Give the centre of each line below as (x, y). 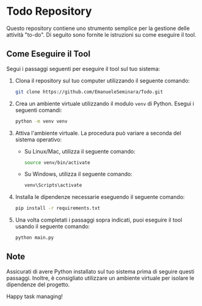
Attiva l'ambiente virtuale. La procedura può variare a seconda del (98, 133)
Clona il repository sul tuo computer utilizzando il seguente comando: (103, 80)
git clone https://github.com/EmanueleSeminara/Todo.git (89, 92)
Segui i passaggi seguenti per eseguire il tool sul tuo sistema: (83, 69)
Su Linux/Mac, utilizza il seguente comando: (80, 151)
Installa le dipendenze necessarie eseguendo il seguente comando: (100, 197)
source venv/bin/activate (57, 162)
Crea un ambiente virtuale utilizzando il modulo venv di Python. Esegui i (104, 103)
